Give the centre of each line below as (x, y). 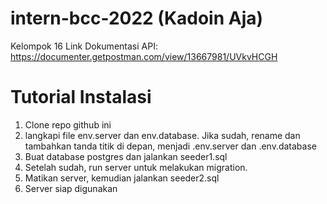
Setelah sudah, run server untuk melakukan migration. (136, 167)
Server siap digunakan (71, 188)
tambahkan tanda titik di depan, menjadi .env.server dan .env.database (170, 146)
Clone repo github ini (68, 124)
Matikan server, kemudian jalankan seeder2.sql (122, 178)
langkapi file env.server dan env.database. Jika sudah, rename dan (162, 135)
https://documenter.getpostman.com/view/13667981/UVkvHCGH (144, 56)
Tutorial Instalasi (81, 97)
